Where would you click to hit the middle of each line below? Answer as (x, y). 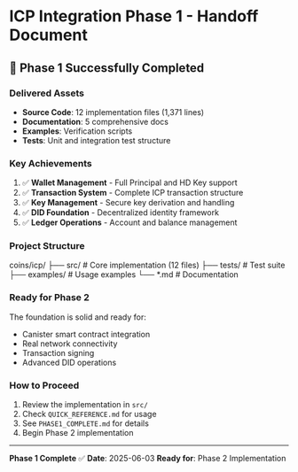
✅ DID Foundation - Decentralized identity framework (121, 213)
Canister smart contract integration (86, 334)
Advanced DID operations (69, 362)
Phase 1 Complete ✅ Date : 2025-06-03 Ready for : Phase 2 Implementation (148, 459)
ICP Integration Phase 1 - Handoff (134, 16)
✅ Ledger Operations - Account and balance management (129, 222)
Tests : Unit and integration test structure (96, 140)
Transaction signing (58, 352)
